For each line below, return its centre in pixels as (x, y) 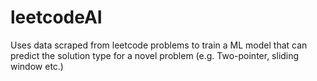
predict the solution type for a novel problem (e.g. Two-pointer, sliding (155, 55)
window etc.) (37, 66)
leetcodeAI (56, 17)
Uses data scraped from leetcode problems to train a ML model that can (159, 45)
